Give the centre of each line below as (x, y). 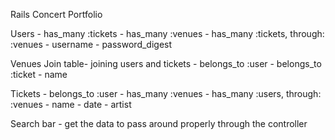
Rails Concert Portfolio (56, 14)
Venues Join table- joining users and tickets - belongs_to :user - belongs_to (166, 63)
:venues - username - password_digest (91, 44)
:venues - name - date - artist (71, 104)
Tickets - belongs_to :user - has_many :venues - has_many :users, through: (166, 93)
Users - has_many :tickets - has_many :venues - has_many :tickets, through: (167, 33)
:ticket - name (39, 74)
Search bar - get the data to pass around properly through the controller (159, 123)
